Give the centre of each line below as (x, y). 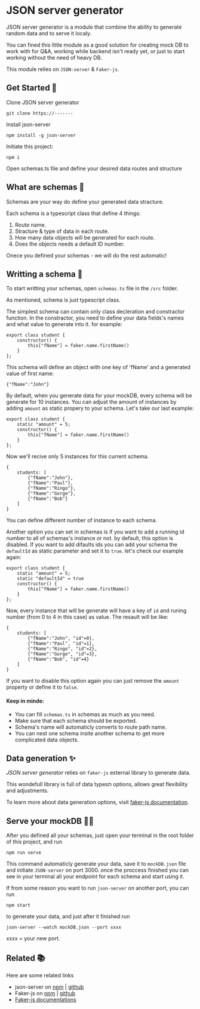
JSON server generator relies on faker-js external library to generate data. (99, 773)
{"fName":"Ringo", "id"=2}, (62, 649)
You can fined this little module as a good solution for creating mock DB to (98, 45)
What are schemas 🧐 (45, 187)
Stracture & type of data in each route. (62, 231)
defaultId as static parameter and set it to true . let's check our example (95, 551)
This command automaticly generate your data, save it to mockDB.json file (96, 864)
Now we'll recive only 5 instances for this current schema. (78, 456)
